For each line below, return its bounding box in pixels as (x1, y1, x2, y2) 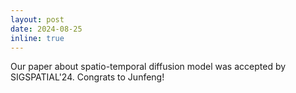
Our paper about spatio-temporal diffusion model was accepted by (10, 61, 287, 73)
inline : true (10, 33, 65, 43)
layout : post (10, 14, 65, 25)
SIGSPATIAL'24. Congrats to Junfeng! (10, 71, 165, 83)
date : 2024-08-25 (10, 24, 83, 34)
